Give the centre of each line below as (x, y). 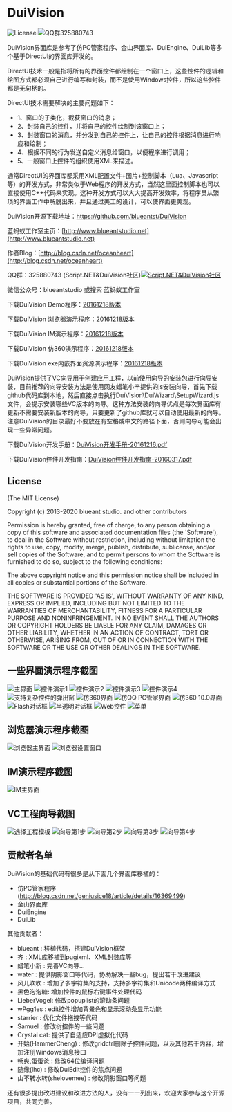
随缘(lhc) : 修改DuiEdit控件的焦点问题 (70, 1069)
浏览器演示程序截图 (48, 730)
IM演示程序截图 (40, 772)
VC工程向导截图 (41, 813)
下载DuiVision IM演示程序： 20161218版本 (65, 334)
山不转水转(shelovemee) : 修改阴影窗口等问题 (81, 1078)
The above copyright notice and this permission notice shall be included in (113, 575)
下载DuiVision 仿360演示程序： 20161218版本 (70, 348)
